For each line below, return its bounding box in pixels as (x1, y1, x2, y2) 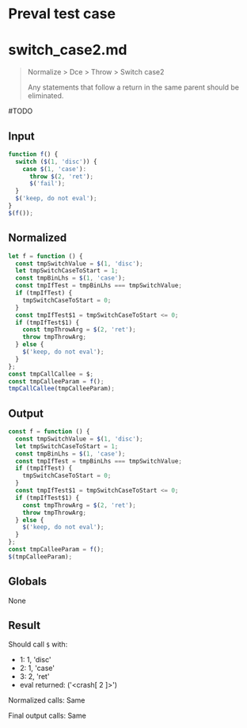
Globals (8, 575, 47, 589)
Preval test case (8, 5, 116, 23)
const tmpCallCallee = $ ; (8, 370, 93, 378)
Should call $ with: (8, 639, 68, 650)
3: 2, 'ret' (19, 672, 50, 681)
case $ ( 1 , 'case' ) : (22, 165, 87, 173)
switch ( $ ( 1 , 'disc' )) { (15, 158, 97, 166)
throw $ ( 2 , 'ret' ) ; (28, 172, 93, 181)
